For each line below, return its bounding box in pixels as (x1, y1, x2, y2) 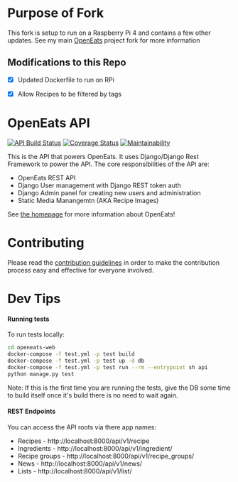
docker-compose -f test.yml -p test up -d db (7, 357, 144, 364)
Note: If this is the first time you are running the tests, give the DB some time (7, 383, 231, 392)
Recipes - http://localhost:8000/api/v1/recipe (17, 437, 150, 445)
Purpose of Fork (7, 5, 104, 21)
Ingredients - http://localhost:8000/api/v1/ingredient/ (17, 444, 173, 452)
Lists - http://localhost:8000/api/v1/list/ (17, 466, 133, 475)
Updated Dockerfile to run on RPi (17, 75, 115, 84)
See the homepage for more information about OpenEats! (7, 209, 175, 218)
